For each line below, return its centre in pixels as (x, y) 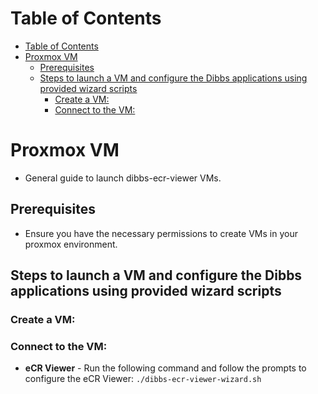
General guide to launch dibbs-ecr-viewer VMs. (123, 178)
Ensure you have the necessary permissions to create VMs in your (161, 233)
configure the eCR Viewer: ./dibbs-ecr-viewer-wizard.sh (143, 379)
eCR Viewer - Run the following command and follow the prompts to (165, 368)
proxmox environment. (71, 244)
